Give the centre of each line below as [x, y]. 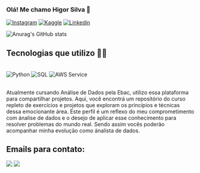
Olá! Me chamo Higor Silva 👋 [49, 10]
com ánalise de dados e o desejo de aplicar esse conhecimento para [91, 118]
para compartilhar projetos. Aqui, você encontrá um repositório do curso [96, 99]
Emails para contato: [46, 149]
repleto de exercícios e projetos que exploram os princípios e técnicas [93, 105]
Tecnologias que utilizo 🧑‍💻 [57, 53]
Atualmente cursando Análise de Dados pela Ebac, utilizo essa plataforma [98, 92]
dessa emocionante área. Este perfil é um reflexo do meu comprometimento [100, 111]
